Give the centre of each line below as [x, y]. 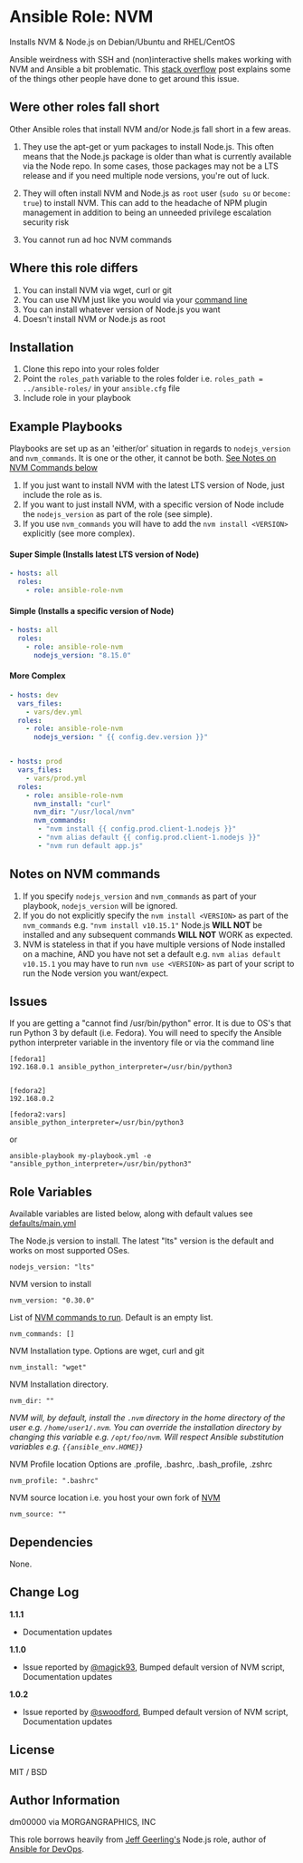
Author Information [65, 1801]
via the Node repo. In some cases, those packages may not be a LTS [150, 166]
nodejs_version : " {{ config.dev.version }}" [120, 737]
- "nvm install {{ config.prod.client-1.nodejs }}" [137, 829]
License [32, 1750]
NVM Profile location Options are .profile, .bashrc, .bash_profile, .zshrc [141, 1464]
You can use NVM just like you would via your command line [135, 299]
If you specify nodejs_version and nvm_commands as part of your [139, 896]
